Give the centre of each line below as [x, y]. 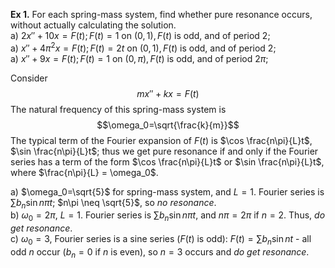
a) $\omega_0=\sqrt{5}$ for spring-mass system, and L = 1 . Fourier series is [167, 191]
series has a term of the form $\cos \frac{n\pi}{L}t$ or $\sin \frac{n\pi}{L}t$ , [167, 161]
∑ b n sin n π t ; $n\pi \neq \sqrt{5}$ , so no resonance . [113, 203]
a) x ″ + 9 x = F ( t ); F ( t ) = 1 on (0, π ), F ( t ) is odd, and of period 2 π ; [139, 58]
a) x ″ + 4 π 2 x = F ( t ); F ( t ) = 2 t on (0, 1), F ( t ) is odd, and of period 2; [143, 47]
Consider [29, 78]
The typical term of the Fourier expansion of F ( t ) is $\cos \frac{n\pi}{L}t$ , [161, 140]
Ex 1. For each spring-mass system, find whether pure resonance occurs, [161, 14]
